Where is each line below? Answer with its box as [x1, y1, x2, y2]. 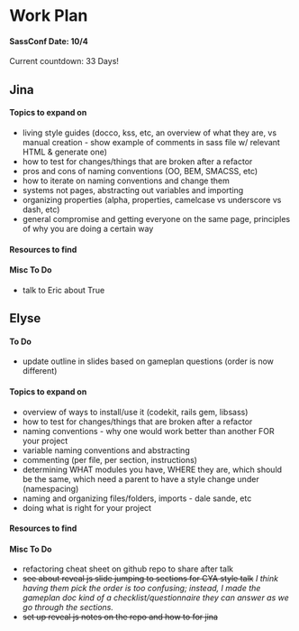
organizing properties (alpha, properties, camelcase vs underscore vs [22, 194, 282, 205]
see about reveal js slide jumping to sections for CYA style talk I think [22, 573, 279, 584]
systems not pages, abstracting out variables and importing [22, 184, 244, 195]
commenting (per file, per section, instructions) [22, 454, 198, 465]
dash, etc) [22, 204, 60, 215]
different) [22, 366, 58, 376]
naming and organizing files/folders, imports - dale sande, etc [22, 493, 252, 504]
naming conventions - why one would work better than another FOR [22, 425, 275, 436]
